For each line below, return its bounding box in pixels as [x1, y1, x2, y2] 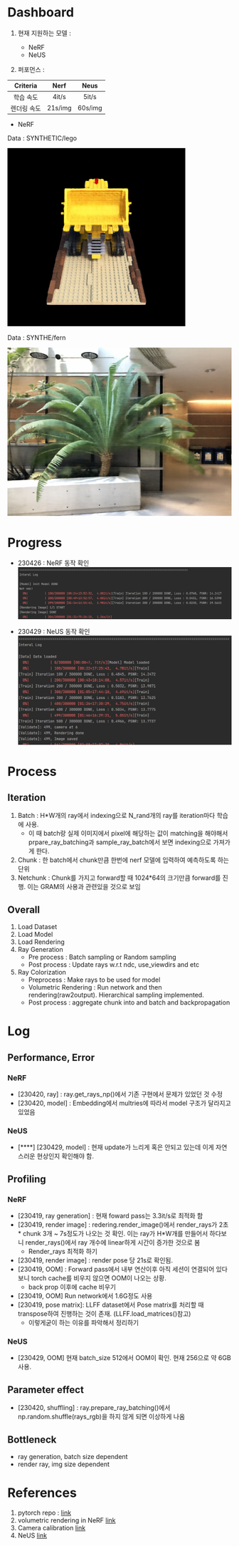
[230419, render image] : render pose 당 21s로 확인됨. [17, 1256, 174, 1265]
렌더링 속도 [10, 104, 41, 113]
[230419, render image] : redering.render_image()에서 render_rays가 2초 [17, 1220, 229, 1229]
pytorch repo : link [17, 1508, 72, 1517]
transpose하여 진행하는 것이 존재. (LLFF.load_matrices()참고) [17, 1309, 191, 1318]
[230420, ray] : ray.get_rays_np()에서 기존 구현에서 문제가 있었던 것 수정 [17, 1090, 223, 1099]
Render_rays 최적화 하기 [28, 1247, 98, 1256]
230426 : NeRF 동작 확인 [17, 559, 90, 567]
